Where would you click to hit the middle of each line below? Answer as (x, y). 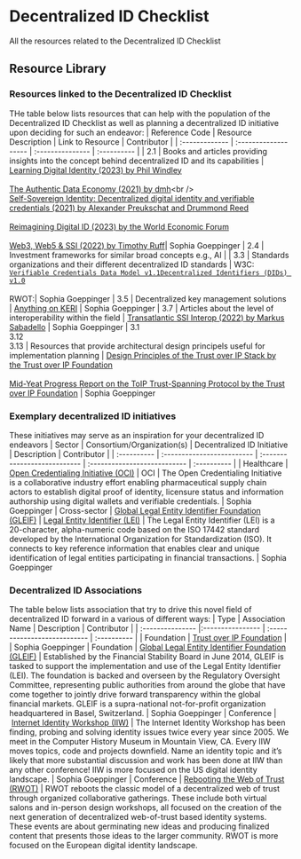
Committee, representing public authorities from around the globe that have (147, 685)
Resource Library (58, 69)
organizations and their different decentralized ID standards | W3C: (132, 264)
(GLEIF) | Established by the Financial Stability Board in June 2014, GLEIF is (147, 657)
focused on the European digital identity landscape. (103, 846)
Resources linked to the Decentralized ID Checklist (121, 94)
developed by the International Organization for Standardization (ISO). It (141, 539)
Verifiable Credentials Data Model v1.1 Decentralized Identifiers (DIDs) (149, 272)
